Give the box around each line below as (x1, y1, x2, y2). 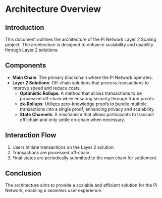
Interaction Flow (5, 131, 56, 139)
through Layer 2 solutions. (5, 47, 58, 53)
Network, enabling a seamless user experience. (5, 188, 103, 194)
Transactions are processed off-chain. (12, 149, 91, 155)
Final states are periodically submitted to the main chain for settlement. (12, 155, 158, 161)
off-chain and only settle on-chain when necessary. (19, 117, 125, 123)
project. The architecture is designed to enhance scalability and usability (5, 42, 154, 48)
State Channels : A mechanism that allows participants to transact (19, 111, 155, 117)
